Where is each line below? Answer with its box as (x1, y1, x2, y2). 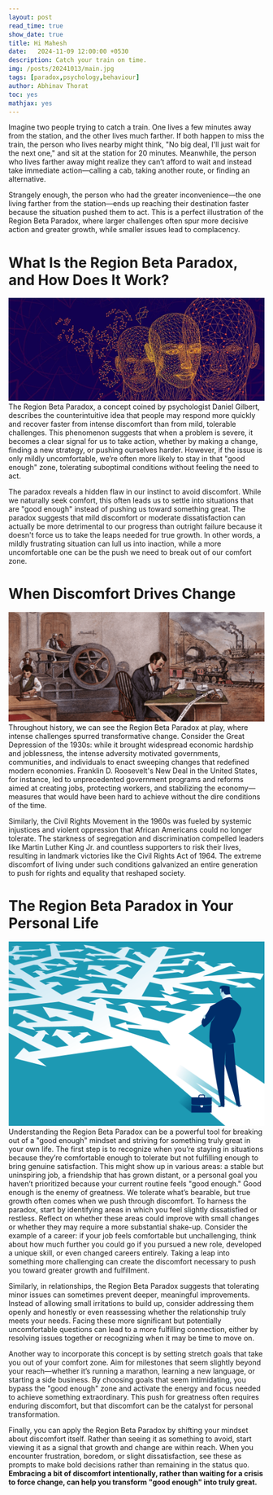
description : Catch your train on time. (8, 56, 148, 64)
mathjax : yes (8, 99, 53, 108)
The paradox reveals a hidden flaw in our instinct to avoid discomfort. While (8, 486, 262, 496)
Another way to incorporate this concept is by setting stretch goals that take (8, 1349, 263, 1359)
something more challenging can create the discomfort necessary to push (8, 1257, 257, 1267)
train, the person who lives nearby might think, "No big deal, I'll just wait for (8, 139, 261, 150)
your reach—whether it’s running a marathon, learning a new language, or (8, 1366, 256, 1376)
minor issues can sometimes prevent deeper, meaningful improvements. (8, 1290, 250, 1299)
